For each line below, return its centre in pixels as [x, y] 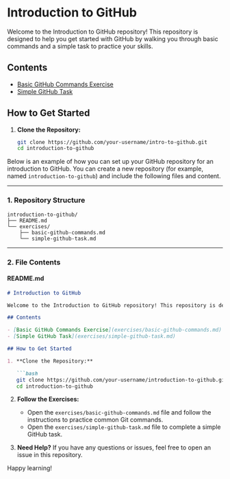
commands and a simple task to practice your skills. [80, 46]
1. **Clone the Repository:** [50, 361]
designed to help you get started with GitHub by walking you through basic [113, 38]
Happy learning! [30, 468]
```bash [27, 373]
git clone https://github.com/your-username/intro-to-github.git [112, 142]
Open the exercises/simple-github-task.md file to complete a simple [124, 427]
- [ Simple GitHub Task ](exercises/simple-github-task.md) [91, 336]
